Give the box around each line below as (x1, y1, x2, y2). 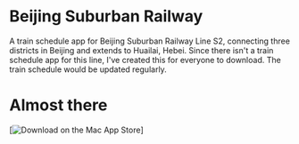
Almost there (9, 95, 108, 116)
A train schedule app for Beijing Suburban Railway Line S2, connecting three (9, 36, 290, 46)
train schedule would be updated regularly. (9, 64, 167, 75)
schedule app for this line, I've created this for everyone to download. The (9, 54, 281, 65)
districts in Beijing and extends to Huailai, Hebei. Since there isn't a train (9, 44, 274, 55)
